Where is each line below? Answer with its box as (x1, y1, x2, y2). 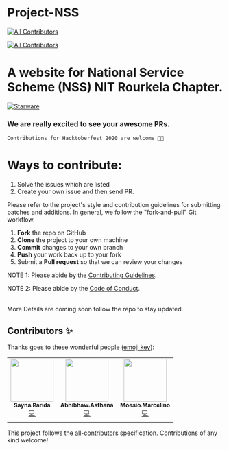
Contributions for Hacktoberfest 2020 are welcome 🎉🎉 (7, 135, 165, 142)
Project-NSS (7, 5, 80, 21)
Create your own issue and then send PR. (16, 187, 134, 196)
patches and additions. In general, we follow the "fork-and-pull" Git (7, 208, 197, 217)
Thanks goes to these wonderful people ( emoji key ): (7, 343, 155, 351)
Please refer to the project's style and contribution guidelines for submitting (7, 201, 221, 209)
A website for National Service (7, 65, 184, 80)
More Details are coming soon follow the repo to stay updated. (7, 305, 184, 313)
